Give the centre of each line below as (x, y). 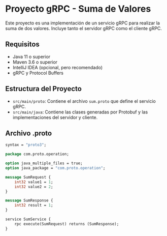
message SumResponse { (29, 201)
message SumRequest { (28, 177)
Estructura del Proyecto (44, 89)
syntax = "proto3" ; (26, 145)
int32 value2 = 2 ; (34, 187)
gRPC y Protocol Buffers (38, 73)
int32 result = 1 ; (34, 205)
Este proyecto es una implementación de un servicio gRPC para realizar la (82, 23)
